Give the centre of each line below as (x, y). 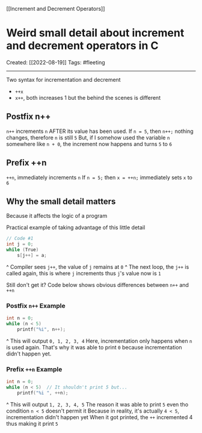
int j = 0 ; (20, 244)
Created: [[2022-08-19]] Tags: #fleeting (56, 62)
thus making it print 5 (32, 423)
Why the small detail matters (61, 201)
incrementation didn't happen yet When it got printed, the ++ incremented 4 (99, 417)
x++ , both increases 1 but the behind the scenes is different (88, 97)
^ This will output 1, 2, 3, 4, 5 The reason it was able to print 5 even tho (97, 404)
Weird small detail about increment (95, 33)
